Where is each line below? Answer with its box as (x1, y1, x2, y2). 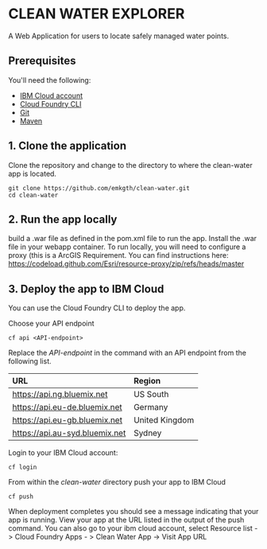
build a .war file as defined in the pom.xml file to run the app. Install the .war (8, 234, 257, 243)
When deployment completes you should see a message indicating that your (8, 507, 259, 516)
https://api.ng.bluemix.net (12, 389, 108, 400)
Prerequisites (8, 54, 76, 68)
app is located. (8, 169, 57, 178)
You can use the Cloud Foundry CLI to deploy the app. (8, 303, 186, 313)
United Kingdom (133, 415, 195, 426)
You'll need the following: (8, 75, 91, 84)
